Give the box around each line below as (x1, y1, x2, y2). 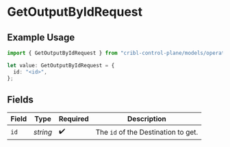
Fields (7, 93, 34, 105)
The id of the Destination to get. (95, 127, 199, 137)
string (33, 127, 53, 137)
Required (58, 114, 89, 124)
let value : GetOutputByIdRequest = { (7, 62, 115, 69)
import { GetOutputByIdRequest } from (7, 49, 118, 56)
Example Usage (7, 32, 75, 43)
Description (127, 114, 166, 124)
